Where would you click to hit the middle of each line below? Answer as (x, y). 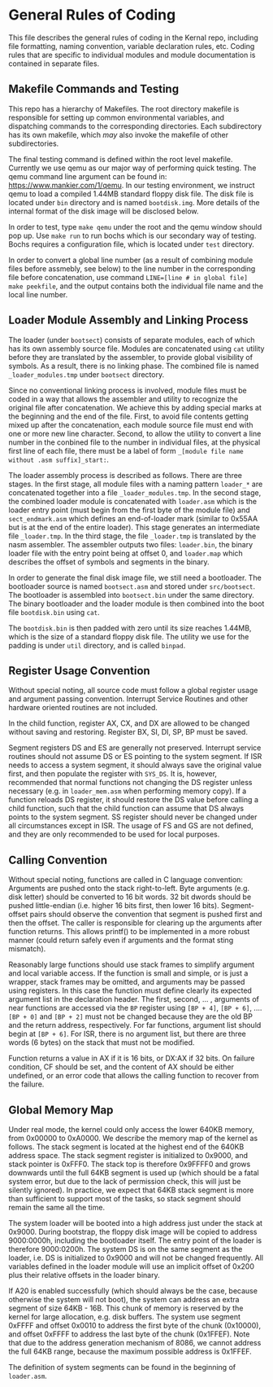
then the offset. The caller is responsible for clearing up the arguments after (135, 923)
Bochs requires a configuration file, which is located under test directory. (131, 244)
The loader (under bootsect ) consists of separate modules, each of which (132, 340)
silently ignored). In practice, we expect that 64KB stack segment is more (131, 1190)
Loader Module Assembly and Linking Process (128, 320)
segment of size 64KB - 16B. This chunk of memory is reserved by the (126, 1308)
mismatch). (27, 949)
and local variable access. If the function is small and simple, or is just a (128, 973)
